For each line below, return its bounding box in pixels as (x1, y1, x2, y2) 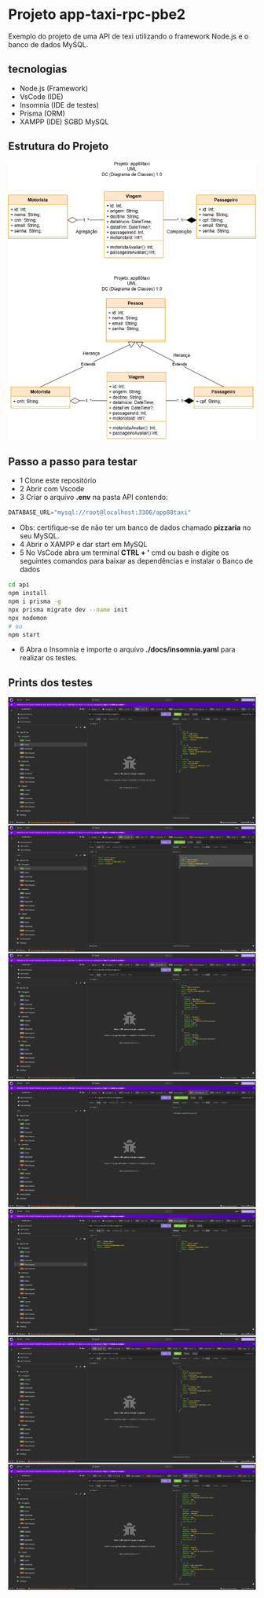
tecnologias (8, 63, 68, 76)
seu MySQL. (19, 531, 60, 541)
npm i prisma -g (8, 597, 61, 606)
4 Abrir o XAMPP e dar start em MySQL (19, 540, 148, 549)
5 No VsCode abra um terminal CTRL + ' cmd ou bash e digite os (19, 548, 229, 557)
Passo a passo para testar (8, 455, 137, 468)
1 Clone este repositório (19, 476, 97, 485)
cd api (8, 581, 30, 589)
